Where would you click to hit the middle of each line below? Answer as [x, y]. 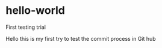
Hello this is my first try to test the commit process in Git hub [81, 38]
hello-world [36, 10]
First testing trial [26, 27]
